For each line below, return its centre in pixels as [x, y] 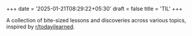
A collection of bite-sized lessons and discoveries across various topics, [96, 20]
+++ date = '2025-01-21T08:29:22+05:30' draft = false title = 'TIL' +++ [94, 9]
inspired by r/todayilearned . [41, 27]
